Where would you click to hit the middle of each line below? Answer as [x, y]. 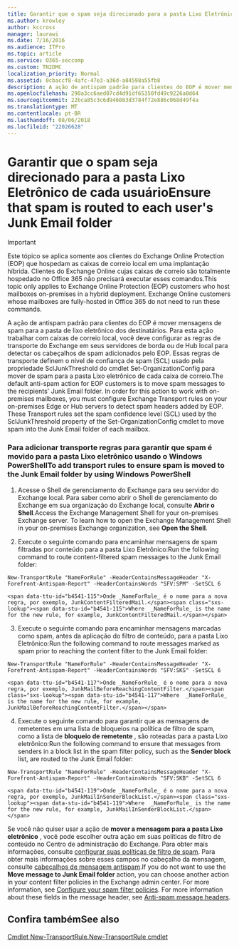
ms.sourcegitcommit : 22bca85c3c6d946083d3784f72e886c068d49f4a [103, 101]
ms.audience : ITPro [36, 47]
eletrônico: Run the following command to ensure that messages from [119, 743]
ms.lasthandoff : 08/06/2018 [49, 120]
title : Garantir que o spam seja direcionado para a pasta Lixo [105, 14]
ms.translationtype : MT [43, 107]
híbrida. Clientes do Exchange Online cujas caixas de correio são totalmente [119, 271]
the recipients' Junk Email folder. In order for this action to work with [107, 391]
